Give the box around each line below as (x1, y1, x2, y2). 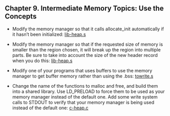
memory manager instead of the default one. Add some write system (12, 93, 158, 100)
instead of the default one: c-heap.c (12, 105, 89, 111)
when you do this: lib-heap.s (12, 57, 73, 64)
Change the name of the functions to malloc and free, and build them (12, 83, 158, 89)
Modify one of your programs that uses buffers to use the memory (12, 67, 153, 73)
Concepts (5, 12, 37, 21)
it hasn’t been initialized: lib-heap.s (12, 31, 86, 37)
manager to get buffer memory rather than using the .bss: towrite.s (12, 73, 154, 79)
